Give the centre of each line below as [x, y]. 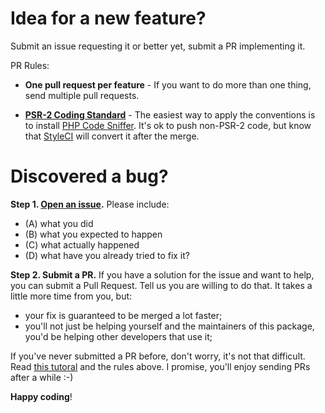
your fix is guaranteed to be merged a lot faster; [123, 315]
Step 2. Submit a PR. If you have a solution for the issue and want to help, [162, 274]
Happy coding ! [41, 396]
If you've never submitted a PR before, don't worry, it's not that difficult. [158, 356]
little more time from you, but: [71, 296]
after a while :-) [42, 377]
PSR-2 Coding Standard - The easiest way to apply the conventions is [170, 114]
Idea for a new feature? [108, 18]
